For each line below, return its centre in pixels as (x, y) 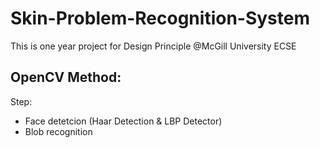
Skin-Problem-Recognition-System (160, 18)
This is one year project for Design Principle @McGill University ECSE (153, 46)
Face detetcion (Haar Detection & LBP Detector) (123, 121)
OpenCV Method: (66, 77)
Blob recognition (58, 131)
